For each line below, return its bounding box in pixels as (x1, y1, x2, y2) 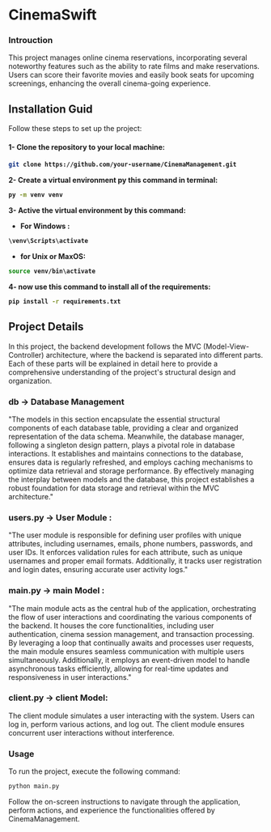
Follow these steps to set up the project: (8, 124, 142, 134)
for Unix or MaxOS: (19, 252, 87, 261)
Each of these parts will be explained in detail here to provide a (8, 359, 218, 368)
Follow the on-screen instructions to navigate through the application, (8, 797, 241, 807)
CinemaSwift (8, 6, 97, 24)
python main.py (8, 783, 60, 791)
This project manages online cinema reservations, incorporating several (8, 53, 248, 62)
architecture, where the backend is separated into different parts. (45, 350, 264, 359)
